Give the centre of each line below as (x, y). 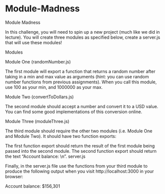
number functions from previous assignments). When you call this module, (81, 82)
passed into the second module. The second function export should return (81, 151)
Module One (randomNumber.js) (38, 62)
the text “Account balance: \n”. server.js (45, 156)
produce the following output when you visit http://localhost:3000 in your (80, 171)
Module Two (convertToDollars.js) (40, 97)
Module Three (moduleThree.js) (37, 121)
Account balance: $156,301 (33, 186)
